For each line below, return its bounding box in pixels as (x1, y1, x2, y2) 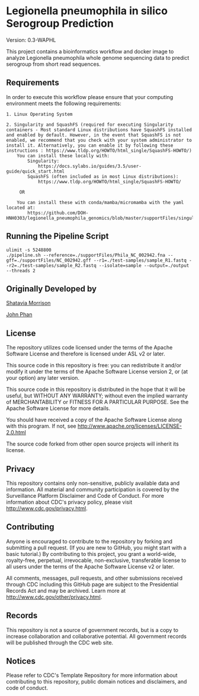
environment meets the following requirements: (6, 100, 121, 107)
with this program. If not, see (6, 422, 76, 430)
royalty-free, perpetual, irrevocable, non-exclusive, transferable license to (6, 557, 187, 564)
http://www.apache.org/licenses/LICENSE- (77, 422, 182, 430)
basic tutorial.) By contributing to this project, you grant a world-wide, (6, 550, 176, 557)
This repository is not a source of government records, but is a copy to (6, 626, 179, 633)
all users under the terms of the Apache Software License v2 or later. (6, 562, 175, 570)
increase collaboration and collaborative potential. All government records (6, 633, 187, 640)
